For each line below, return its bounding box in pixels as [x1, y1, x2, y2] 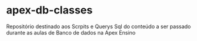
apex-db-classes [6, 4, 93, 17]
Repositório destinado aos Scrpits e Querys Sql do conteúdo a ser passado [6, 23, 191, 30]
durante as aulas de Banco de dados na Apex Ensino [6, 29, 136, 36]
